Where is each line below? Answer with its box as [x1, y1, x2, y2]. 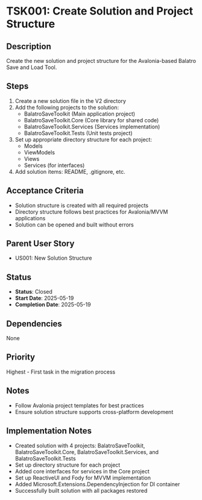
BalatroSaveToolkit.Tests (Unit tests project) [24, 129, 133, 137]
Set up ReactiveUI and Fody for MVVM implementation [14, 474, 151, 481]
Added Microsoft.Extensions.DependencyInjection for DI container [14, 480, 180, 488]
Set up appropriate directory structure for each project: [14, 136, 153, 143]
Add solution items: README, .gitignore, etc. [14, 168, 125, 175]
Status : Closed [14, 288, 53, 295]
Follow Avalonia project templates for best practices [14, 401, 144, 409]
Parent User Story [6, 238, 75, 249]
